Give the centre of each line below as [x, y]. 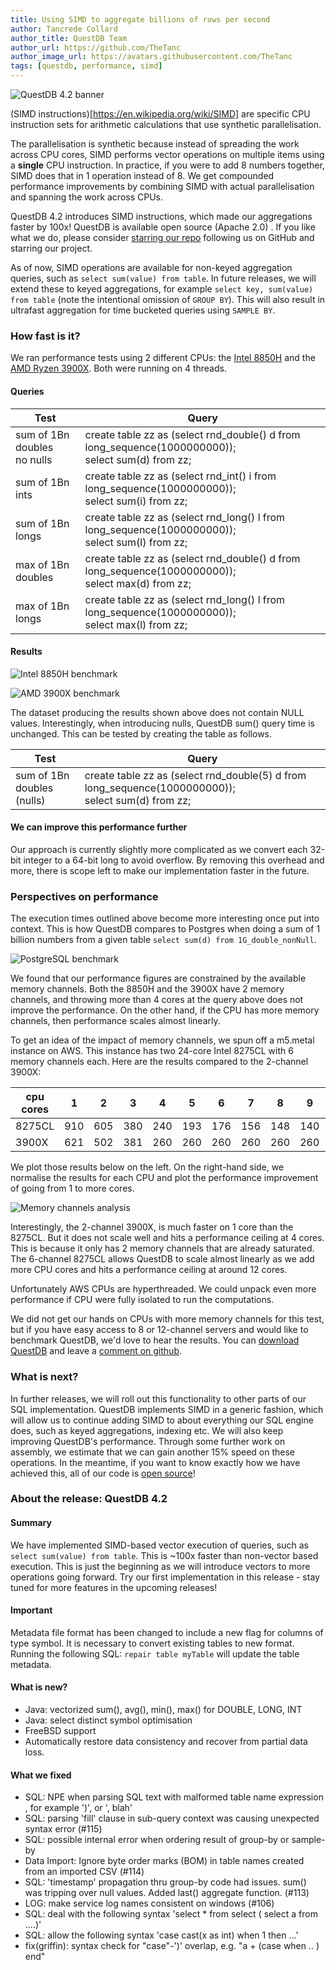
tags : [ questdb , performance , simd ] [86, 66]
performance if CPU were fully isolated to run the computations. [142, 1300]
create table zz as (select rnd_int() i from [180, 476]
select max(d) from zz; [138, 583]
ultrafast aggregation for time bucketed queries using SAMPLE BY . [143, 310]
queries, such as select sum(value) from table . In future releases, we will [163, 278]
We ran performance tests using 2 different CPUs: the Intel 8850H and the [163, 358]
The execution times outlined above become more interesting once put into [165, 918]
